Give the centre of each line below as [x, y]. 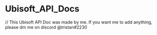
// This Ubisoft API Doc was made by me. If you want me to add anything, [79, 22]
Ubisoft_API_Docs [42, 9]
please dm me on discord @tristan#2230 [46, 27]
